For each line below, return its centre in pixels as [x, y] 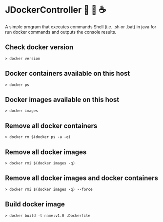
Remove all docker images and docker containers [82, 178]
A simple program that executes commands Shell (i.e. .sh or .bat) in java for [81, 27]
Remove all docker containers [51, 126]
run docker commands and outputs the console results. [61, 32]
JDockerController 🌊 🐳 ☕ [56, 10]
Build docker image [35, 204]
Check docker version [39, 47]
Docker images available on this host [62, 99]
